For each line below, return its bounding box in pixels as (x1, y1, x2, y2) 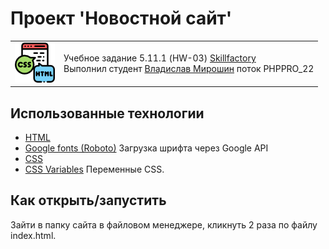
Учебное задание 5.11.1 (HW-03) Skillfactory (63, 52, 257, 64)
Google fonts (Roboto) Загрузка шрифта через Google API (24, 142, 269, 154)
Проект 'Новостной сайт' (10, 7, 233, 30)
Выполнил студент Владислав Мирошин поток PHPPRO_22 (63, 63, 315, 75)
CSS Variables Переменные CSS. (24, 163, 165, 175)
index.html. (10, 229, 57, 241)
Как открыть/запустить (10, 192, 167, 209)
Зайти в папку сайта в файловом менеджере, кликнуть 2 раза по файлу (10, 218, 318, 231)
